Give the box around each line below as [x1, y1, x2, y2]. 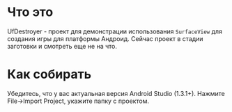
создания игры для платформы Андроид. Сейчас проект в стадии [7, 34, 203, 42]
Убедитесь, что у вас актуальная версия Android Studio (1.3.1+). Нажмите [7, 89, 225, 97]
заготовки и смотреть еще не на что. [7, 42, 117, 50]
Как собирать [7, 67, 92, 82]
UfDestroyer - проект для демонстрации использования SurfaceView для [7, 27, 223, 35]
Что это [7, 4, 54, 20]
